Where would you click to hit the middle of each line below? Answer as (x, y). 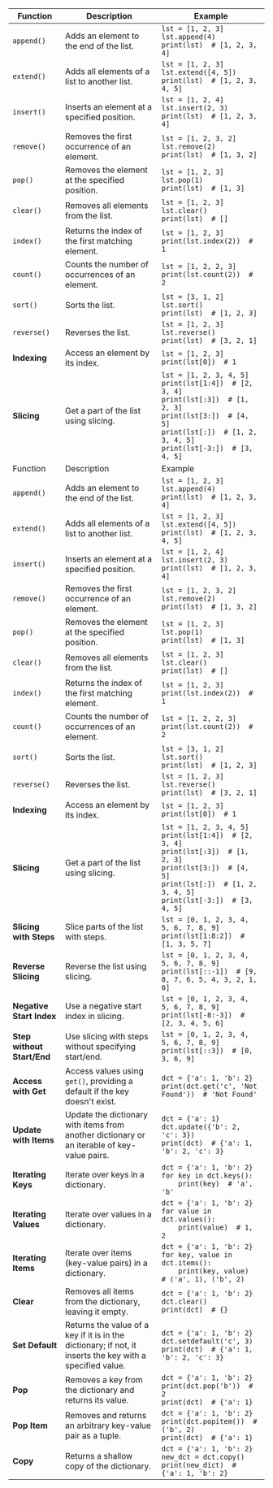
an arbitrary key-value (108, 1425)
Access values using (104, 1071)
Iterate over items (98, 1253)
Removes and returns (106, 1415)
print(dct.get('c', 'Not (209, 1086)
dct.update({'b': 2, (201, 1127)
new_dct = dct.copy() (203, 1457)
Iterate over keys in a (104, 1175)
